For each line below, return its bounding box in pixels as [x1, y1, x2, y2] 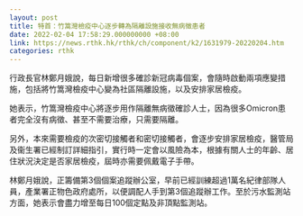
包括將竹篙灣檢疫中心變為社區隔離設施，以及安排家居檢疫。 [24, 84, 246, 94]
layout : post [9, 13, 59, 22]
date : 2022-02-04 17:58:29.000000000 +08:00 [9, 30, 179, 39]
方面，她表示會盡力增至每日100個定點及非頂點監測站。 [9, 197, 213, 208]
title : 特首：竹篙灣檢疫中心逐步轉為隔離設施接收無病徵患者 [9, 22, 206, 31]
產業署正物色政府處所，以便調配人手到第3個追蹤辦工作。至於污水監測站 [24, 186, 291, 197]
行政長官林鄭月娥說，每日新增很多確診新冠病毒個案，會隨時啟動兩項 [9, 73, 262, 84]
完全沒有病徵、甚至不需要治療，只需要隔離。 [16, 114, 183, 125]
